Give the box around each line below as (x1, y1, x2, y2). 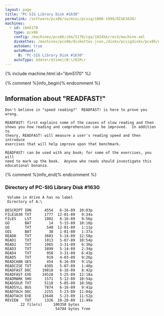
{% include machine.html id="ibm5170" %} (5, 71, 91, 76)
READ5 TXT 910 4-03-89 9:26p (5, 255, 93, 260)
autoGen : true (14, 44, 42, 49)
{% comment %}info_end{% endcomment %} (5, 172, 97, 178)
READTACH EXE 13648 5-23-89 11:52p (5, 293, 93, 299)
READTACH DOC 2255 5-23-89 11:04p (5, 290, 93, 294)
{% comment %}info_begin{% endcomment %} (5, 80, 101, 86)
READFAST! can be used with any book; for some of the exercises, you (5, 150, 152, 155)
